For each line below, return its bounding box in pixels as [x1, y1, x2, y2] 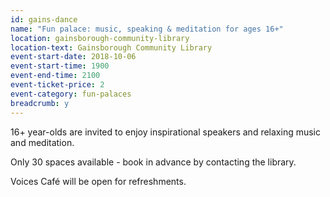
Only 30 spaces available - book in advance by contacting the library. [10, 156, 297, 168]
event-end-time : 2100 [10, 71, 101, 81]
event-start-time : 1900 [10, 61, 110, 71]
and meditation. [10, 136, 75, 148]
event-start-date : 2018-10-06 [10, 52, 137, 62]
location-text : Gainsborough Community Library [10, 42, 213, 53]
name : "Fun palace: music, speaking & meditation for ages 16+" [10, 24, 284, 34]
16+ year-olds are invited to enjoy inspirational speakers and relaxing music [10, 126, 321, 138]
